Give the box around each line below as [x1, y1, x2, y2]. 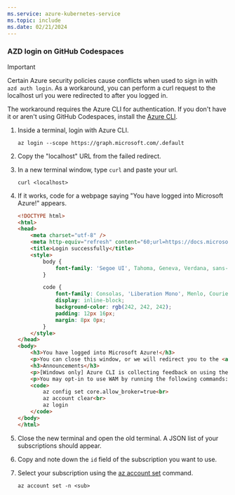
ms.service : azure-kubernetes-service [7, 10, 121, 18]
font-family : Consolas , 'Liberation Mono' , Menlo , [55, 290, 207, 297]
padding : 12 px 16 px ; [55, 310, 116, 317]
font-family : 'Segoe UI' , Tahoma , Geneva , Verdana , [55, 264, 210, 271]
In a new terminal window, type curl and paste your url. [17, 165, 178, 174]
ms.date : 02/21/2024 [7, 23, 68, 30]
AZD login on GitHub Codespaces [7, 46, 124, 56]
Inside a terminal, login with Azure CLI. [17, 126, 129, 134]
